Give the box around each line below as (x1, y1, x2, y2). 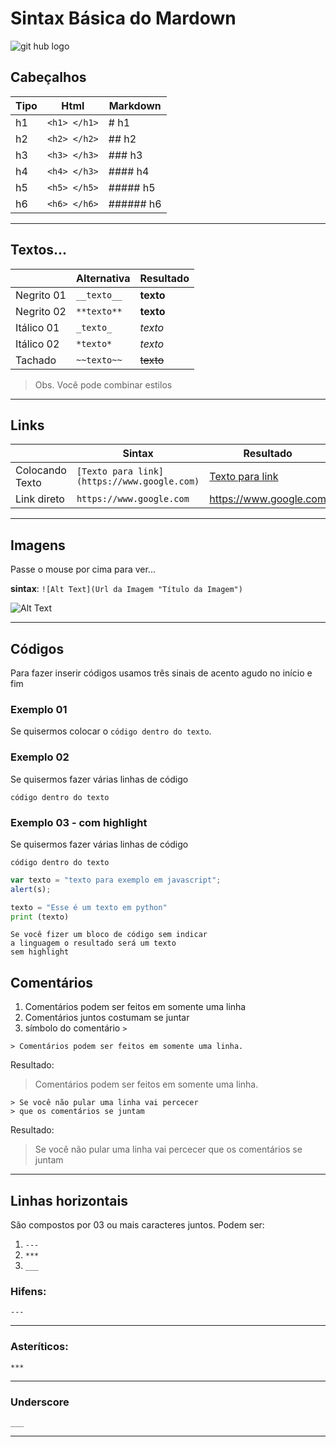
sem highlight (10, 947, 70, 957)
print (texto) (10, 912, 70, 922)
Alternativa (75, 271, 131, 285)
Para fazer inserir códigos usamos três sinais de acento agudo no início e (10, 667, 313, 679)
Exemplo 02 (10, 750, 70, 764)
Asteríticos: (10, 1340, 69, 1354)
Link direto (15, 492, 65, 506)
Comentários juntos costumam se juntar (24, 1012, 190, 1024)
